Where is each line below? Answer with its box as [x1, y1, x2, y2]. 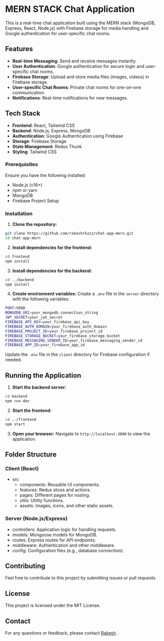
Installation [5, 210, 33, 217]
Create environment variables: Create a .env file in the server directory [12, 291, 159, 297]
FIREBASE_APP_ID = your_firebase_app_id [5, 343, 85, 348]
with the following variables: [12, 296, 70, 302]
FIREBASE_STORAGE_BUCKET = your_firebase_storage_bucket [5, 333, 121, 338]
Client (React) [5, 465, 39, 472]
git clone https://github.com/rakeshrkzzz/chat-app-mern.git [5, 231, 134, 236]
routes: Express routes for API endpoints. [12, 537, 96, 543]
